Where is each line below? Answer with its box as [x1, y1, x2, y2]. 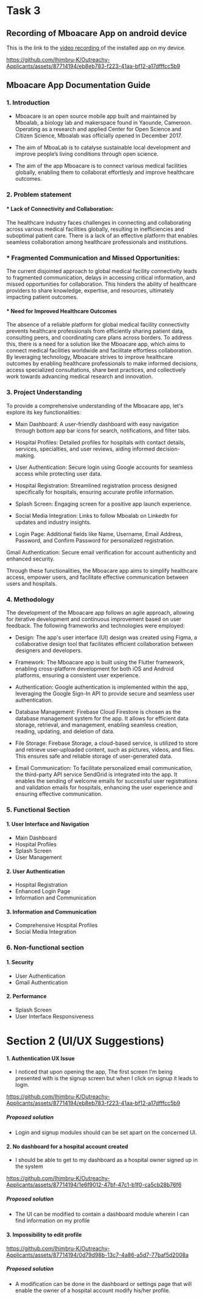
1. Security [6, 958, 34, 965]
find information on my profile [15, 1217, 90, 1224]
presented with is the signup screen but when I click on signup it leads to [15, 1075, 199, 1082]
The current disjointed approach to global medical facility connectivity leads [6, 267, 197, 275]
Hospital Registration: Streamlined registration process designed [15, 482, 178, 489]
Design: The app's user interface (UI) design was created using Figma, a [15, 633, 197, 641]
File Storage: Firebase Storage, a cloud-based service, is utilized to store [15, 739, 199, 747]
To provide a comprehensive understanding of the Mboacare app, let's [6, 402, 184, 409]
